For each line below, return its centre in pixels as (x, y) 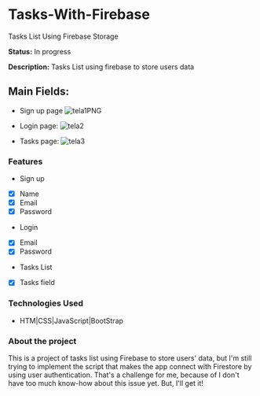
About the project (42, 341)
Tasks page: (39, 141)
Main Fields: (38, 92)
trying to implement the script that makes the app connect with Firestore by (130, 367)
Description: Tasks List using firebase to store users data (101, 67)
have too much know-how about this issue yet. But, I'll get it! (106, 383)
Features (26, 161)
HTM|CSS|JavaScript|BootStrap (71, 320)
